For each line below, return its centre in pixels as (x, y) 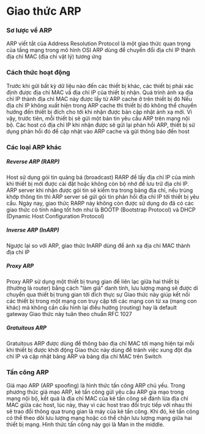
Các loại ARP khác (34, 147)
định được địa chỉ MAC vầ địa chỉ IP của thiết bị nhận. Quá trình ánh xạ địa (100, 92)
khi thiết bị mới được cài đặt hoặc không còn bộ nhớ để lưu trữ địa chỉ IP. (98, 183)
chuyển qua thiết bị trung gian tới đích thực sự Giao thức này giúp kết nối (98, 294)
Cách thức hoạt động (38, 73)
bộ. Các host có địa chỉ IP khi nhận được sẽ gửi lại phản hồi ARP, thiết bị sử (101, 125)
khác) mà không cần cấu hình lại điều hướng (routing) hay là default (92, 307)
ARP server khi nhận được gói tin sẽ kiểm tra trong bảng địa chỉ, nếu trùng (100, 190)
